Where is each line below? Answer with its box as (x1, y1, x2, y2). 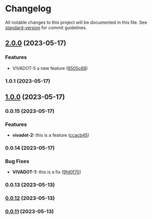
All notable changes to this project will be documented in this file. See (5, 19, 148, 25)
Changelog (5, 3, 51, 14)
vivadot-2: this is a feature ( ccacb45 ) (12, 132, 90, 138)
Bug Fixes (5, 158, 30, 164)
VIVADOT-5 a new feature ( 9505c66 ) (12, 65, 88, 71)
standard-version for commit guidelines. (5, 24, 87, 30)
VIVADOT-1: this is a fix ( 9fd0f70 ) (12, 169, 82, 175)
